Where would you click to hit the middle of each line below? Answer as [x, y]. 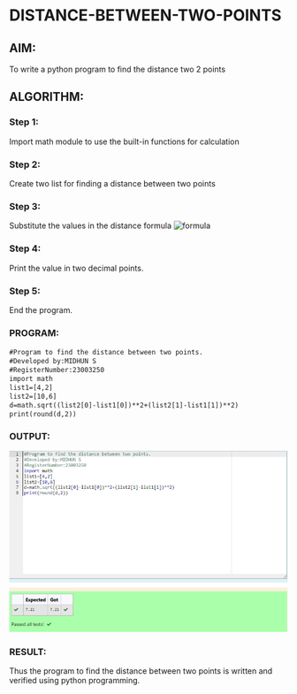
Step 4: [25, 248]
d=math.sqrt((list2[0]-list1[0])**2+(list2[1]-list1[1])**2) [124, 406]
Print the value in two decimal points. [76, 268]
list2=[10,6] [33, 397]
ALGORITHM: [46, 97]
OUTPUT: [30, 437]
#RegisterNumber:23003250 [57, 370]
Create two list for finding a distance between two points [113, 183]
